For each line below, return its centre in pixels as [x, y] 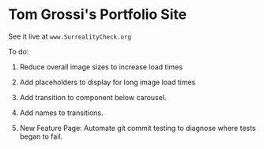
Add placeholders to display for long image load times [107, 82]
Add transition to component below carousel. [93, 97]
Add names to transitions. [62, 113]
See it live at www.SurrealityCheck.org [70, 36]
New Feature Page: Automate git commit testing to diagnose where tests [138, 128]
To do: [19, 51]
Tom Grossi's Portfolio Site [98, 15]
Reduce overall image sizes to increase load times [101, 67]
